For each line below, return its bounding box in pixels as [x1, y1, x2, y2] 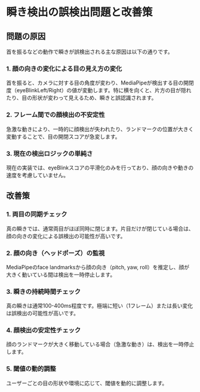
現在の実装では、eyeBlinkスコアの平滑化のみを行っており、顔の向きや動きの [6, 164, 194, 171]
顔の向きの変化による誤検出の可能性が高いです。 [6, 232, 126, 239]
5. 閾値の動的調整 [6, 364, 57, 373]
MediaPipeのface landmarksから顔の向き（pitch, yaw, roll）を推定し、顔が [6, 263, 190, 271]
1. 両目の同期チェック [6, 210, 67, 218]
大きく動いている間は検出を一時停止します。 [6, 271, 116, 278]
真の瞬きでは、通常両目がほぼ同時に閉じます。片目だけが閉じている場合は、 [6, 225, 194, 232]
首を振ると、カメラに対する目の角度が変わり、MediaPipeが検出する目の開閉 [6, 79, 194, 87]
